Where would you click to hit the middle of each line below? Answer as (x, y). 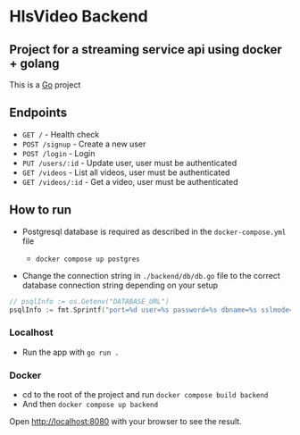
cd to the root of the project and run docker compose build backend (145, 394)
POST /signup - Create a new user (84, 144)
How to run (41, 210)
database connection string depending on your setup (120, 285)
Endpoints (38, 113)
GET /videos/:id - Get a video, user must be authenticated (130, 181)
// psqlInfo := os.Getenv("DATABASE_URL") (89, 301)
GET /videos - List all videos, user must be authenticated (126, 172)
